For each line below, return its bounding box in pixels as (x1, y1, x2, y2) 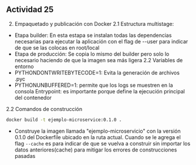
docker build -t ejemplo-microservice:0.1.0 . (6, 117, 122, 123)
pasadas (14, 152, 36, 159)
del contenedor (14, 94, 52, 101)
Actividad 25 (6, 5, 54, 15)
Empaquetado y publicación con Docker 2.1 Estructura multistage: (14, 20, 174, 27)
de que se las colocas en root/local (14, 44, 100, 51)
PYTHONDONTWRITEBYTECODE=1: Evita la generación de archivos (14, 69, 180, 76)
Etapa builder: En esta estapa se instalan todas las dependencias (14, 32, 172, 39)
